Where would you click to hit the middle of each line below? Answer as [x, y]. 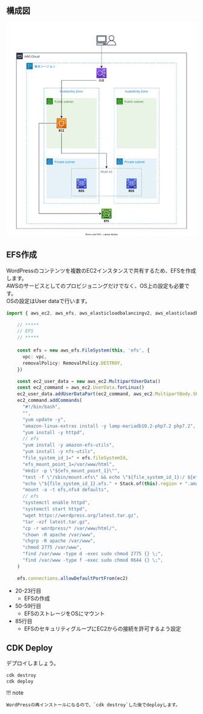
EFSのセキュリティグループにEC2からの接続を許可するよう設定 [102, 629]
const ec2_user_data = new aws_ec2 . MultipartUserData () [89, 381]
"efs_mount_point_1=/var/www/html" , [68, 464]
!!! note [15, 693]
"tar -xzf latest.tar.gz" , [56, 522]
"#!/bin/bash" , [41, 407]
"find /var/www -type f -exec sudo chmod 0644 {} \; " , [93, 560]
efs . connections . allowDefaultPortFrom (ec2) [73, 578]
